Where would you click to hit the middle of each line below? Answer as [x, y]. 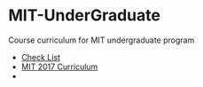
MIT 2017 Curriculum [59, 67]
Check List [41, 57]
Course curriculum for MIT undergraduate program [101, 40]
